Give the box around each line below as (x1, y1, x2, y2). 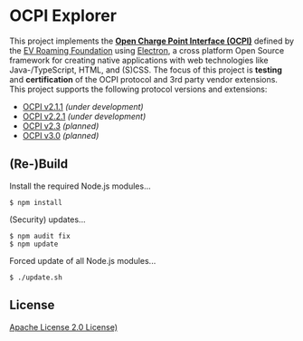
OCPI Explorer (9, 5, 118, 26)
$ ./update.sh (9, 273, 63, 282)
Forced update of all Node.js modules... (9, 255, 156, 266)
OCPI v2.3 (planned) (22, 120, 99, 132)
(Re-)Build (9, 156, 69, 172)
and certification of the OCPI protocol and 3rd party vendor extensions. (9, 73, 279, 84)
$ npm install (9, 198, 63, 207)
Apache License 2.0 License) (9, 321, 118, 332)
